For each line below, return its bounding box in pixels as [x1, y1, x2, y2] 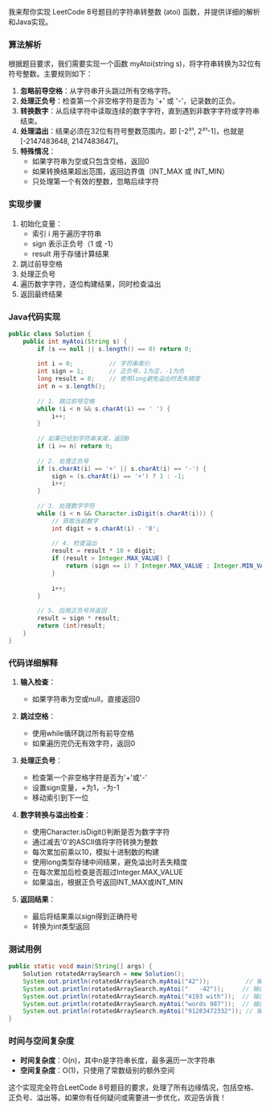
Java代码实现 [8, 311, 61, 322]
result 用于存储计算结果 [31, 249, 110, 258]
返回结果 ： [19, 894, 56, 904]
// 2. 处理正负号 [37, 457, 89, 465]
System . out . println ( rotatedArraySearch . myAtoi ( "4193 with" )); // [22, 992, 250, 1001]
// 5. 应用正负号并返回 [37, 607, 107, 615]
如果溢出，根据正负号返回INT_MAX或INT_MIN [31, 877, 183, 887]
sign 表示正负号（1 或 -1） [31, 238, 118, 248]
